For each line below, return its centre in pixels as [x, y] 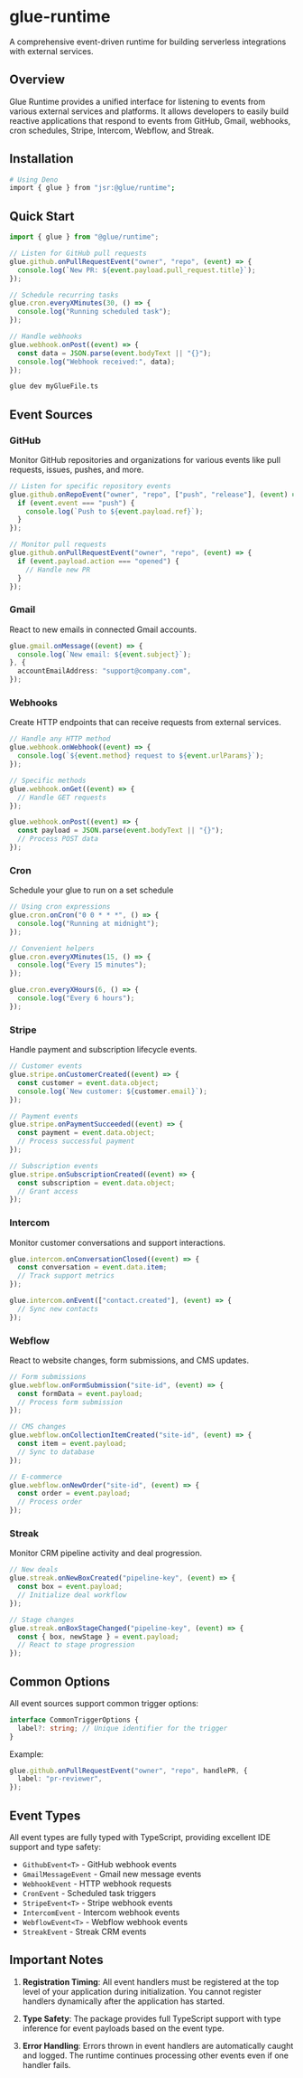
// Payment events [44, 1116]
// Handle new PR [58, 570]
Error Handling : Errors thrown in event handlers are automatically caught [158, 2045]
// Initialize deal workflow [72, 1595]
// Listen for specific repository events [90, 486]
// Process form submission [70, 1402]
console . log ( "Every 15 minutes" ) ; [82, 965]
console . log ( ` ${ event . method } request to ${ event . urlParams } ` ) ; [141, 756]
